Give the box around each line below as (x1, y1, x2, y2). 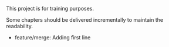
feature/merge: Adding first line (14, 34, 91, 41)
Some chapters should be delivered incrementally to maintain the (6, 16, 163, 23)
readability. (6, 23, 33, 29)
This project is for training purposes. (6, 5, 94, 12)
